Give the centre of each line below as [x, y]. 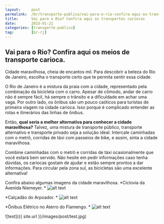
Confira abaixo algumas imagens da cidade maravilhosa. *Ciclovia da [75, 182]
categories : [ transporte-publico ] [40, 28]
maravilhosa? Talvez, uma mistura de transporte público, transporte [74, 127]
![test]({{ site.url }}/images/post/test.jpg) [46, 216]
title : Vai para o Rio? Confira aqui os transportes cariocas [75, 19]
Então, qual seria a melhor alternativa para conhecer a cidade [68, 122]
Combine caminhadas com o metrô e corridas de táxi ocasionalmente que [79, 152]
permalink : [16, 14]
